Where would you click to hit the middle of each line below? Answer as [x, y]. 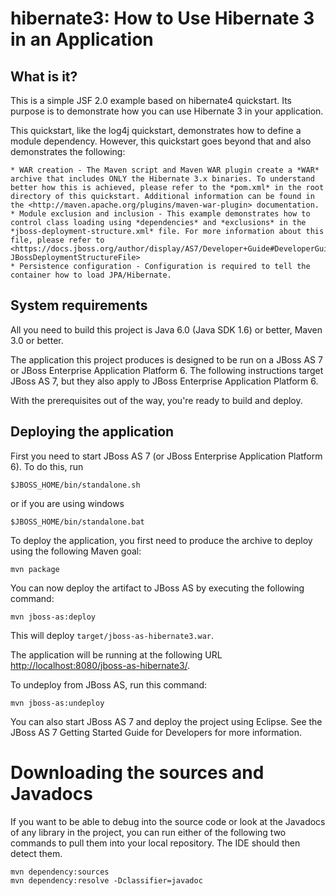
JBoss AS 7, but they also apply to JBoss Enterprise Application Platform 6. [164, 381]
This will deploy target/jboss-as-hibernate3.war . [112, 635]
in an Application [82, 39]
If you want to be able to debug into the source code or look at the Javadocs [168, 821]
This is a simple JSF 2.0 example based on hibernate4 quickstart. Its [151, 100]
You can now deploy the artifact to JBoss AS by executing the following [157, 588]
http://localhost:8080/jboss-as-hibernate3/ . [100, 665]
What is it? [44, 76]
